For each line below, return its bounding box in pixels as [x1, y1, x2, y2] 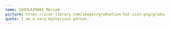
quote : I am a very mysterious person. [5, 16, 90, 21]
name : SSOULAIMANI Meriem [5, 7, 60, 12]
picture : [5, 12, 24, 17]
